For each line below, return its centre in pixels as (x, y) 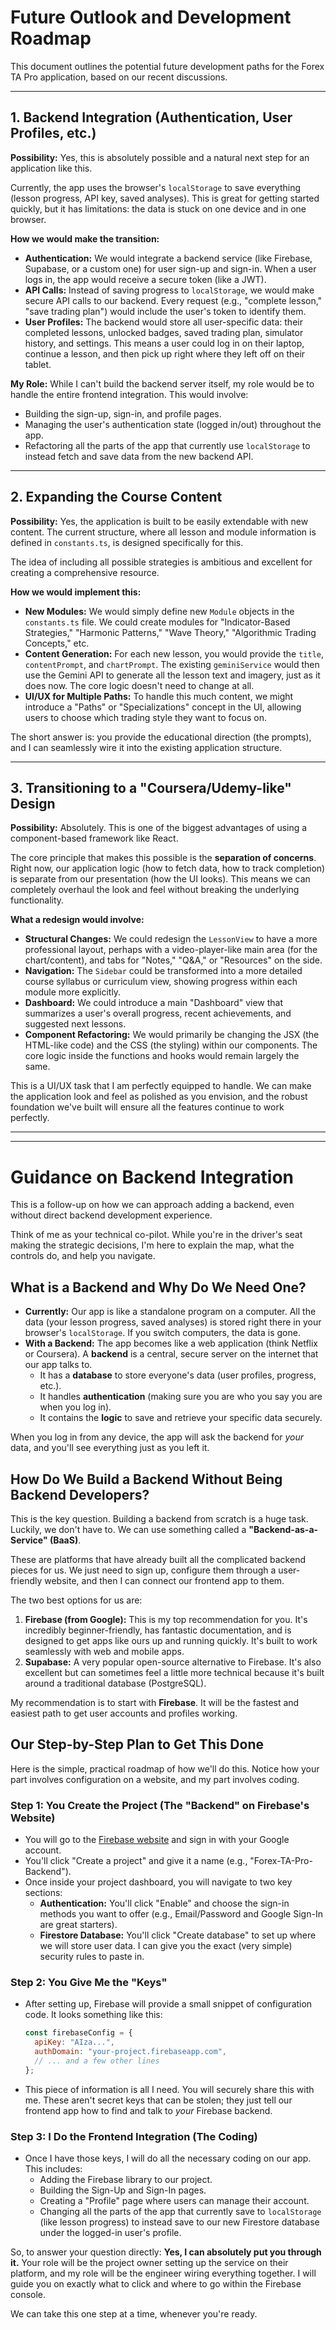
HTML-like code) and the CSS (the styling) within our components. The (171, 1045)
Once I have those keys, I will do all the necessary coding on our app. (168, 2158)
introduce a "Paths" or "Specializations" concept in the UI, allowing (163, 707)
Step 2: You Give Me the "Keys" (89, 1982)
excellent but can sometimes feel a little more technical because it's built (174, 1672)
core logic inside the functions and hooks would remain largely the (162, 1056)
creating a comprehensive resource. (85, 572)
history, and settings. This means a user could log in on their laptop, (164, 343)
